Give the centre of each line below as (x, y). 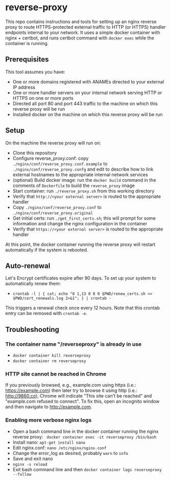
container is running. (27, 43)
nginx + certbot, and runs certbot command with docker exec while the (80, 38)
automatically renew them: (33, 284)
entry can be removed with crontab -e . (46, 313)
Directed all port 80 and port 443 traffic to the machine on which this (85, 103)
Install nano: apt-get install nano (49, 442)
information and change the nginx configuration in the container (80, 223)
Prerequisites (27, 60)
